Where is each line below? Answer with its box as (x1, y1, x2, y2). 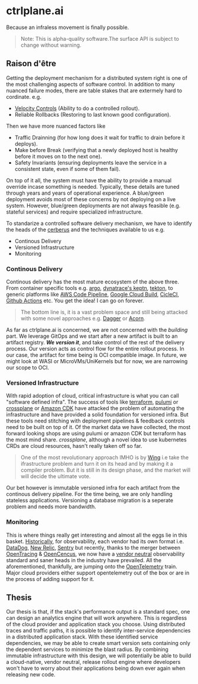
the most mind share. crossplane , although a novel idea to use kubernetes (6, 436, 187, 443)
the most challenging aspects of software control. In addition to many (6, 80, 176, 88)
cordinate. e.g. (6, 93, 41, 100)
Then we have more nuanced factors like (6, 122, 106, 130)
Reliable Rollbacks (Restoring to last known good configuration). (14, 111, 171, 118)
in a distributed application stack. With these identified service (6, 633, 158, 640)
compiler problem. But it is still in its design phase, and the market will (20, 466, 191, 474)
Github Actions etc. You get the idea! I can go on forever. (6, 297, 144, 304)
